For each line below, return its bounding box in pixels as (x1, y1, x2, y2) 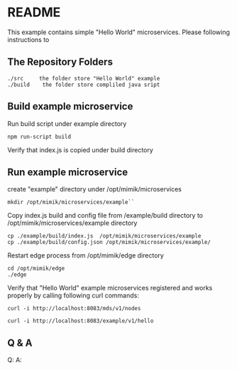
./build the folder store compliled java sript (7, 81, 160, 88)
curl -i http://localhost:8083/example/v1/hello (7, 317, 154, 324)
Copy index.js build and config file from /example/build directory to (7, 211, 204, 220)
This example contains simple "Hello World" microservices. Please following (7, 28, 231, 36)
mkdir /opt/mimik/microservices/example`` (7, 199, 135, 206)
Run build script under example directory (7, 119, 127, 128)
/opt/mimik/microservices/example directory (7, 218, 138, 228)
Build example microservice (7, 100, 133, 112)
